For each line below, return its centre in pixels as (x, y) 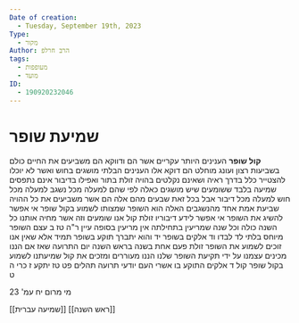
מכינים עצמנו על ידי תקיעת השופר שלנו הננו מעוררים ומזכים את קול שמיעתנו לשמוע (148, 256)
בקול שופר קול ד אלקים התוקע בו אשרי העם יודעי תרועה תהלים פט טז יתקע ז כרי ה (146, 265)
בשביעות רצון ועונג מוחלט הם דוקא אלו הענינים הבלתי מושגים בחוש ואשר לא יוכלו (145, 170)
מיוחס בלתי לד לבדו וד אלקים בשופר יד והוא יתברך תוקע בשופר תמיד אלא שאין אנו (146, 236)
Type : (19, 34)
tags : (19, 59)
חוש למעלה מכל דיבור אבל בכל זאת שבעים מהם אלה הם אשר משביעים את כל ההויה (150, 199)
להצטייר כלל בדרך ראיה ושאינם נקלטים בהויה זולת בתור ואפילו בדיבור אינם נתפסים (147, 180)
